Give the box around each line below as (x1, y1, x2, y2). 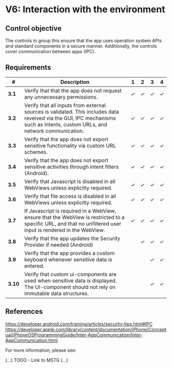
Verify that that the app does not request (24, 87, 122, 94)
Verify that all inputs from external (24, 101, 106, 109)
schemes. (24, 148, 48, 156)
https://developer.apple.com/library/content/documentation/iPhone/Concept (5, 326, 167, 332)
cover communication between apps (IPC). (5, 49, 96, 54)
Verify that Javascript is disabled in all (24, 178, 116, 185)
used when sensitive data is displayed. (24, 277, 117, 284)
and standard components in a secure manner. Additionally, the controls (5, 43, 157, 49)
